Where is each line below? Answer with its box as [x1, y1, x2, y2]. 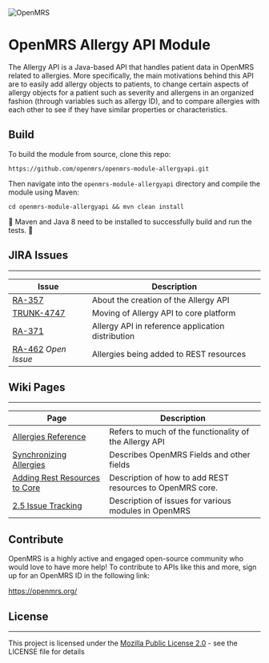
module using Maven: [8, 187, 80, 197]
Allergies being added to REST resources [91, 348, 247, 360]
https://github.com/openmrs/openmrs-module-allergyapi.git [8, 164, 210, 173]
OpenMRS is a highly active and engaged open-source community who [8, 554, 244, 564]
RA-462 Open [12, 344, 66, 355]
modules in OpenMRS [109, 505, 191, 516]
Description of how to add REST [109, 472, 230, 484]
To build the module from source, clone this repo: [8, 149, 171, 159]
